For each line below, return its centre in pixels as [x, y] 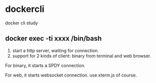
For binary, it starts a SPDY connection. [45, 65]
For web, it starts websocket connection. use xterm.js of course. [71, 75]
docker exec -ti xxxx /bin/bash [53, 39]
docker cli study [22, 23]
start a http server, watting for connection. [56, 50]
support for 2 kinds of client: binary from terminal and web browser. [82, 56]
